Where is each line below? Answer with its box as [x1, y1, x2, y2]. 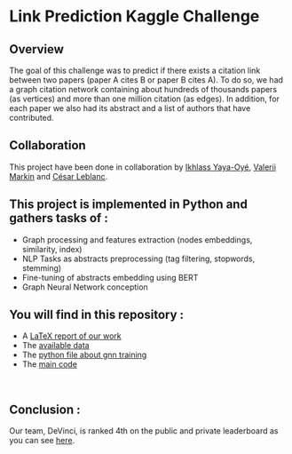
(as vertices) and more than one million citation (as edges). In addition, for [9, 93, 280, 104]
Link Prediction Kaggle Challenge [9, 6, 260, 27]
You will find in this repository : [9, 307, 185, 323]
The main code [21, 359, 78, 370]
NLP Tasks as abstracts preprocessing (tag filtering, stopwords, [21, 253, 256, 264]
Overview [9, 42, 65, 57]
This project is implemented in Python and [9, 197, 249, 212]
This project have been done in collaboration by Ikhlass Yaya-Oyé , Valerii [9, 162, 277, 172]
